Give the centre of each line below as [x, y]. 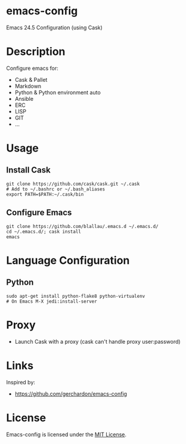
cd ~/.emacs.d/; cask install [44, 232]
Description [36, 52]
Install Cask [28, 170]
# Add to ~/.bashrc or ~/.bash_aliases [56, 189]
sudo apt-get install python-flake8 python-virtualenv [76, 296]
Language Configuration [68, 260]
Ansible [24, 98]
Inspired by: [21, 382]
